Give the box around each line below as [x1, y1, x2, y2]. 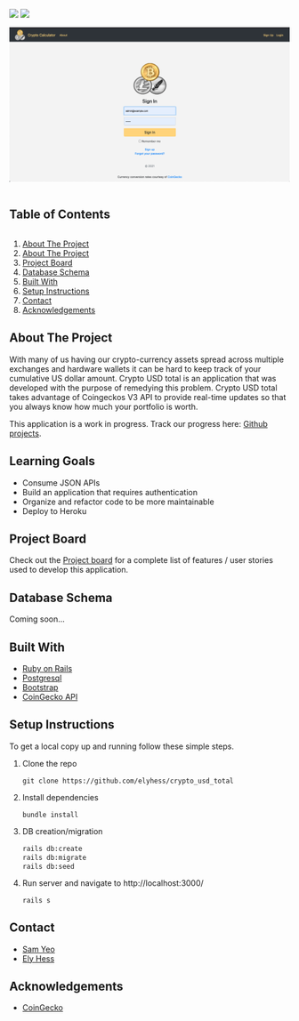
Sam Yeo [21, 944, 55, 954]
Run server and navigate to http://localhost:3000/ [21, 877, 205, 888]
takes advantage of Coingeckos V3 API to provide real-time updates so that [9, 391, 287, 402]
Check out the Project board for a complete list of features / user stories [9, 555, 274, 566]
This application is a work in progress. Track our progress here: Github [9, 418, 269, 429]
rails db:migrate [21, 853, 87, 862]
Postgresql [21, 672, 62, 683]
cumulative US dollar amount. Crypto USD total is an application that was [9, 373, 277, 383]
